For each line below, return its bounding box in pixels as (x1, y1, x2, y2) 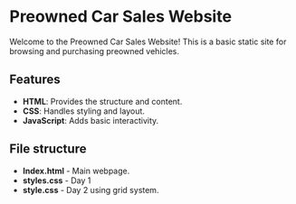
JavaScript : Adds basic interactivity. (22, 115, 159, 125)
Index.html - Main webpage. (22, 165, 130, 176)
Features (9, 72, 61, 88)
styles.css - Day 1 (22, 174, 91, 186)
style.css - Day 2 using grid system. (22, 184, 159, 195)
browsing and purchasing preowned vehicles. (9, 45, 179, 56)
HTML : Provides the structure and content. (22, 96, 183, 107)
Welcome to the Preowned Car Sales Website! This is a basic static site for (9, 36, 287, 47)
